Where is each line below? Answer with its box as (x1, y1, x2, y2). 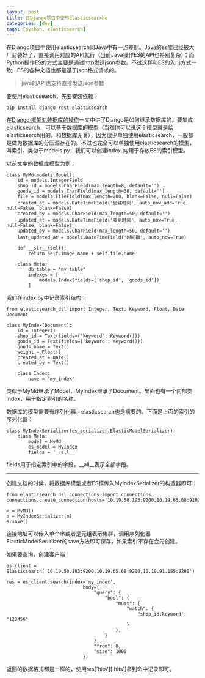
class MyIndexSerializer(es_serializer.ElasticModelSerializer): (6, 428, 176, 434)
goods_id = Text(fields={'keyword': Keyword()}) (17, 338, 143, 345)
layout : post (6, 9, 40, 15)
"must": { (115, 600, 140, 606)
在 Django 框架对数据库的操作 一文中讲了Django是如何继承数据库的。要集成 (6, 116, 193, 124)
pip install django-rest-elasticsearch (6, 105, 108, 111)
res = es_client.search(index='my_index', (6, 579, 116, 585)
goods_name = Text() (17, 344, 70, 350)
